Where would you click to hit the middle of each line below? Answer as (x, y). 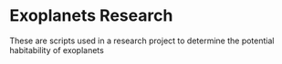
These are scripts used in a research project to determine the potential (142, 41)
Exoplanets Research (91, 16)
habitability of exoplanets (57, 50)
